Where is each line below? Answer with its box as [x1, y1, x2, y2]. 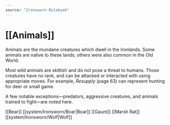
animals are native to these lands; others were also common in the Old [5, 52, 153, 58]
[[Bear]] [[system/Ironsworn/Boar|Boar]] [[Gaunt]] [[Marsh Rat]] [5, 108, 140, 115]
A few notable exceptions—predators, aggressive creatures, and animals [5, 93, 158, 99]
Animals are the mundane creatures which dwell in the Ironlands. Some [5, 46, 155, 53]
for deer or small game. [5, 83, 55, 89]
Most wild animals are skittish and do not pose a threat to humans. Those [5, 67, 159, 73]
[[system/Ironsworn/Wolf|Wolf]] [5, 114, 72, 120]
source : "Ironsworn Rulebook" [5, 7, 70, 13]
